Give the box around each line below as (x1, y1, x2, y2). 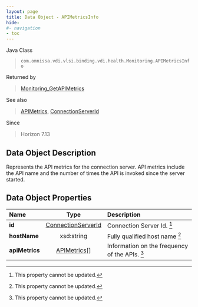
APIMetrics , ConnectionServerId (20, 108, 99, 115)
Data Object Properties (6, 193, 92, 203)
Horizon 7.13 (20, 131, 50, 138)
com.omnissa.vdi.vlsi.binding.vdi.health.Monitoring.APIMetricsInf (20, 58, 190, 64)
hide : (6, 19, 19, 25)
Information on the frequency (107, 242, 189, 250)
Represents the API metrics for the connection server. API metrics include (6, 163, 185, 170)
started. (6, 176, 25, 183)
